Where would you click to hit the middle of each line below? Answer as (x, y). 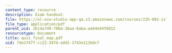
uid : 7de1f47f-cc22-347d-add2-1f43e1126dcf (52, 43)
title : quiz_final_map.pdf (34, 38)
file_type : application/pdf (35, 24)
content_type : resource (31, 10)
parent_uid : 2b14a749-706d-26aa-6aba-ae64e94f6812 (60, 29)
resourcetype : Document (31, 33)
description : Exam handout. (35, 15)
